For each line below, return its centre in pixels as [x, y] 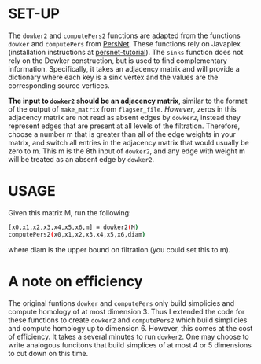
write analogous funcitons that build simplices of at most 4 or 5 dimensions [130, 345]
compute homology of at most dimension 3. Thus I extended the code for [127, 311]
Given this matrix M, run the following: [70, 212]
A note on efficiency [75, 281]
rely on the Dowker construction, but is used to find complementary [118, 61]
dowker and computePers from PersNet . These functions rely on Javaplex [125, 43]
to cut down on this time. [48, 353]
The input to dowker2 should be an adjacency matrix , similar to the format [128, 101]
